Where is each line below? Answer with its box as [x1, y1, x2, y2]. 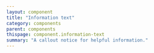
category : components [6, 20, 61, 26]
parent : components [6, 26, 56, 32]
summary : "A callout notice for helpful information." [6, 37, 149, 43]
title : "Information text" [6, 15, 75, 21]
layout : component [6, 9, 53, 15]
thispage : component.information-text [6, 32, 105, 38]
